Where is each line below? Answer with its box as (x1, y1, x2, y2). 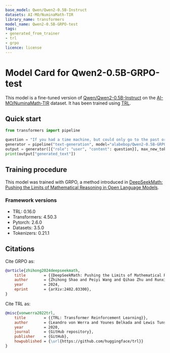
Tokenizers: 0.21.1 (12, 230, 50, 236)
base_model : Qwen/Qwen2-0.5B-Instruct (5, 7, 87, 13)
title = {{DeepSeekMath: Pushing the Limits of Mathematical (14, 272, 162, 278)
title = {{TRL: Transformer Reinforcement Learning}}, (14, 315, 148, 320)
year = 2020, (14, 325, 60, 330)
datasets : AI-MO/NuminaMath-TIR (5, 12, 73, 17)
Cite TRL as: (5, 300, 31, 307)
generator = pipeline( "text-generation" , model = (5, 142, 110, 147)
